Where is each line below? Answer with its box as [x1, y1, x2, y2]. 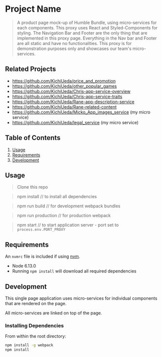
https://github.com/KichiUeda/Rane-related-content [12, 104, 117, 110]
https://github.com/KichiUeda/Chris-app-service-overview [12, 88, 131, 94]
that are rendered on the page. [5, 301, 67, 306]
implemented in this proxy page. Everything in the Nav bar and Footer [17, 35, 157, 41]
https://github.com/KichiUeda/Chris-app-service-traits [12, 93, 122, 99]
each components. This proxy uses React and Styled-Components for [17, 24, 158, 30]
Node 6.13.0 [12, 263, 36, 269]
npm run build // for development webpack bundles [17, 203, 121, 209]
